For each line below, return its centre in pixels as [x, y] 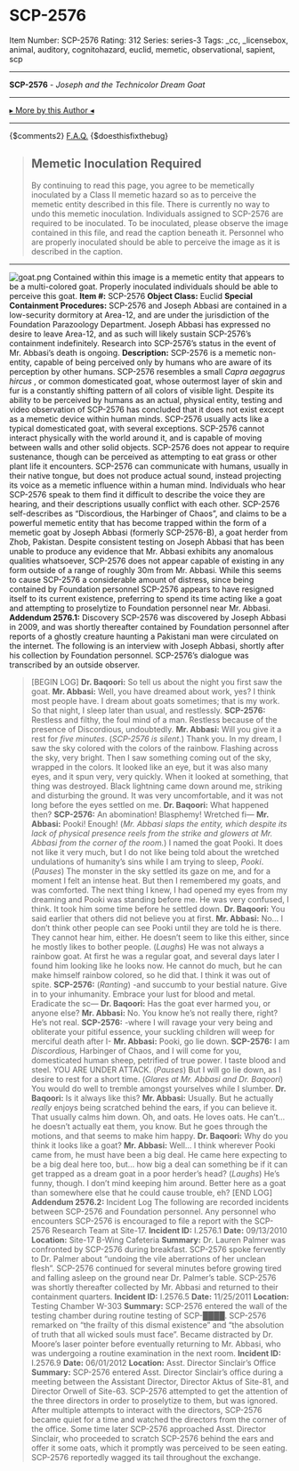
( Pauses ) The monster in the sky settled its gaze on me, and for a [151, 871]
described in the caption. [77, 251]
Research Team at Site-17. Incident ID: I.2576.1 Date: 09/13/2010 [170, 1230]
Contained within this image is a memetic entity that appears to [169, 277]
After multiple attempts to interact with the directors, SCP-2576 [146, 1410]
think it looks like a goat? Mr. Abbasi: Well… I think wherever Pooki [153, 1145]
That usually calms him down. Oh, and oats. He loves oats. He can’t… [158, 1117]
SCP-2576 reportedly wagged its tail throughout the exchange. [146, 1457]
